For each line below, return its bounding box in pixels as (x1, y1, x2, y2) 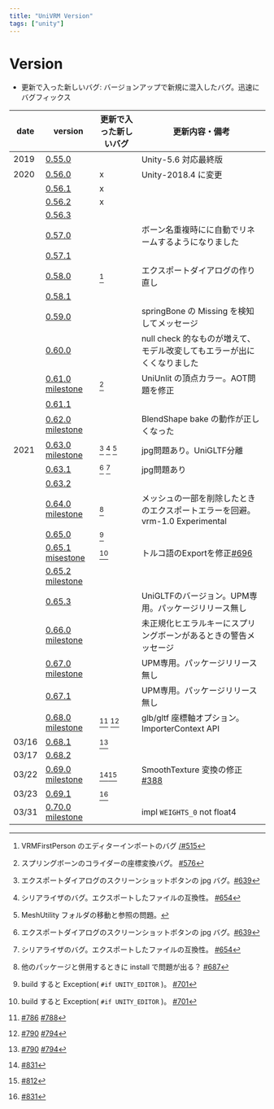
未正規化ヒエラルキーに (141, 618, 232, 629)
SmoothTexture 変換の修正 (141, 764, 243, 775)
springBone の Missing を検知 (141, 306, 254, 317)
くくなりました (141, 357, 199, 369)
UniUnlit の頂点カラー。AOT (141, 373, 248, 384)
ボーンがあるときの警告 (158, 630, 247, 641)
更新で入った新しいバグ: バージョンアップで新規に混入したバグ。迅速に (20, 82, 260, 92)
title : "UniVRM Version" (9, 11, 94, 20)
